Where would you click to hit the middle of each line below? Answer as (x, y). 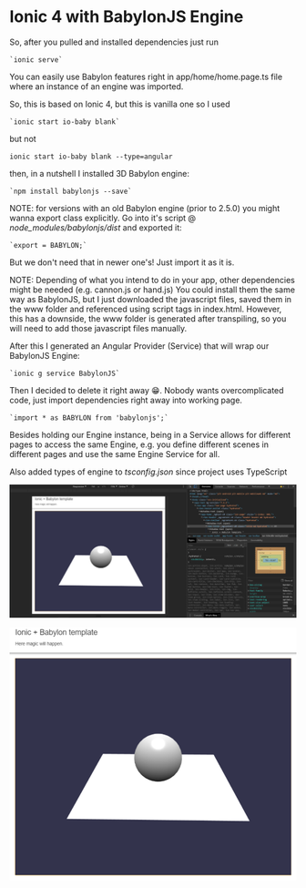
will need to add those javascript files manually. (98, 328)
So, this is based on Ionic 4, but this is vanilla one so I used (120, 104)
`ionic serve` (36, 60)
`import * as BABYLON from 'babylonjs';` (89, 418)
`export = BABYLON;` (49, 245)
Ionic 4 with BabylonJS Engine (127, 17)
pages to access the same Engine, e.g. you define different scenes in (139, 444)
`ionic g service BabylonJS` (65, 373)
